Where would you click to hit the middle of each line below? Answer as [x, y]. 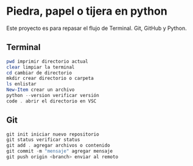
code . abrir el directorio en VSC [51, 101]
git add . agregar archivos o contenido [58, 146]
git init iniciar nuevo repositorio [53, 134]
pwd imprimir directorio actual [47, 61]
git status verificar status [43, 140]
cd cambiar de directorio [39, 73]
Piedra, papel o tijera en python [87, 11]
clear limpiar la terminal [40, 67]
